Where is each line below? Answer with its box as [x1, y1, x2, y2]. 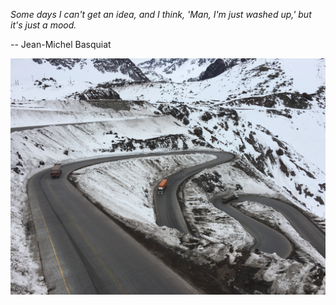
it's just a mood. [10, 19, 77, 31]
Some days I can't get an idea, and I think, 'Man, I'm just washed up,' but [10, 9, 312, 20]
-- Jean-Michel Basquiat [10, 39, 112, 50]
